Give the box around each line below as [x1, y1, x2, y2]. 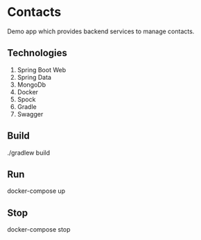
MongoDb [17, 80, 46, 89]
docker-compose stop [7, 225, 71, 234]
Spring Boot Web [17, 65, 67, 74]
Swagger [17, 110, 44, 118]
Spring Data [17, 73, 52, 81]
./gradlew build [7, 148, 51, 157]
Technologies [7, 47, 68, 59]
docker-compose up [7, 187, 66, 195]
